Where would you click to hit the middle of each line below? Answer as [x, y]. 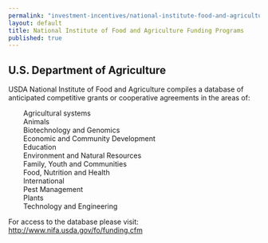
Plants [33, 198]
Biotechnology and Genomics [72, 130]
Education [40, 147]
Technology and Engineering [71, 206]
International [44, 181]
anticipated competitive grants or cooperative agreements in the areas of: [129, 98]
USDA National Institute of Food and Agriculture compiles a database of [126, 89]
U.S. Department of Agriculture [87, 70]
